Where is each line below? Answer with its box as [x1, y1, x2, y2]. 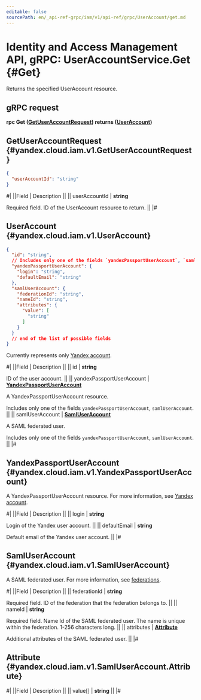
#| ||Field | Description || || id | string [6, 363, 97, 371]
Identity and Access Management [6, 40, 178, 54]
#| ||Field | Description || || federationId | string [6, 588, 123, 595]
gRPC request [6, 102, 59, 112]
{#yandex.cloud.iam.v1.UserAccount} [6, 231, 151, 241]
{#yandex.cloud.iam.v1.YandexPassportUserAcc [6, 467, 193, 477]
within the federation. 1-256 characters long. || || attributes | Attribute [6, 623, 178, 631]
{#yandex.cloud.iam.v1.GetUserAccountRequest [6, 145, 193, 156]
